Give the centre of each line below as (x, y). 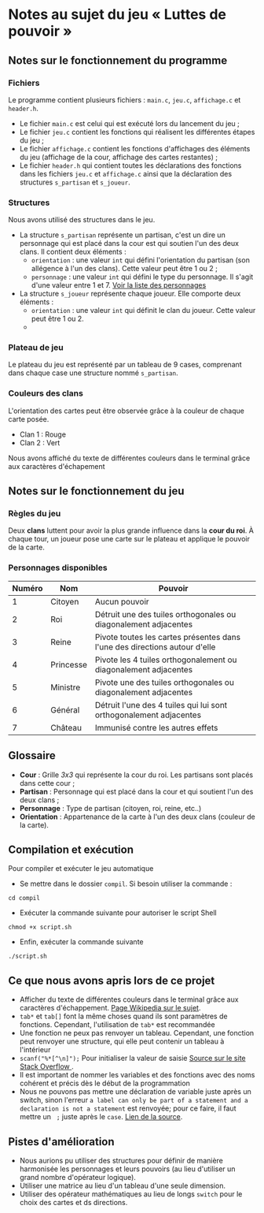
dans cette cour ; (47, 783)
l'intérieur (35, 1050)
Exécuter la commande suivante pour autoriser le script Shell (118, 913)
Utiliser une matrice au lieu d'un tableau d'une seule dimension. (123, 1185)
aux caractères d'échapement (57, 466)
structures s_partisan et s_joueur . (75, 182)
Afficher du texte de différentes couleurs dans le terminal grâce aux (129, 999)
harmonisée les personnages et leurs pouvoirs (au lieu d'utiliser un (127, 1169)
